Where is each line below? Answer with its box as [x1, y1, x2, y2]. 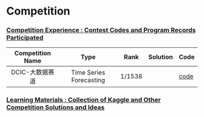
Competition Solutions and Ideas [6, 103, 105, 112]
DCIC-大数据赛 [11, 68, 55, 76]
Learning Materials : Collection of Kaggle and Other [6, 96, 161, 104]
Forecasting [71, 76, 105, 84]
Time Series [70, 69, 106, 77]
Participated [6, 33, 44, 42]
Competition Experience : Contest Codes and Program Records [6, 26, 196, 35]
